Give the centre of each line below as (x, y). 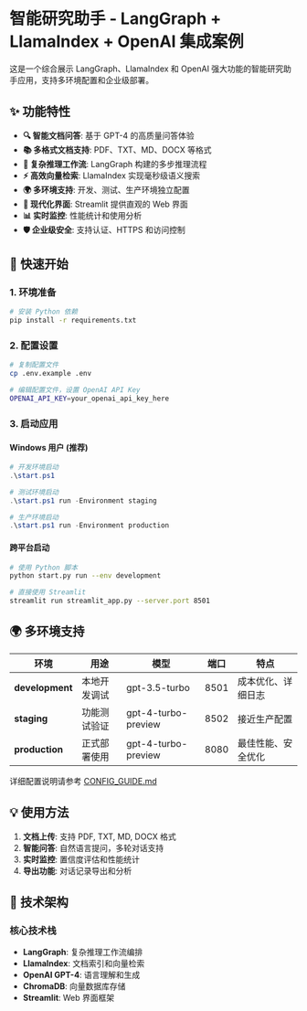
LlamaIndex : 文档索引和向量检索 (84, 963)
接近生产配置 (265, 718)
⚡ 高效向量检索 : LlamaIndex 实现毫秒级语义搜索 (111, 176)
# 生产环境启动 (34, 517)
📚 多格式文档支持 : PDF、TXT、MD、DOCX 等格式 (117, 149)
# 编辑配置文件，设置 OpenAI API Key (75, 390)
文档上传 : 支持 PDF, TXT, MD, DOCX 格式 (99, 836)
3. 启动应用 (34, 423)
